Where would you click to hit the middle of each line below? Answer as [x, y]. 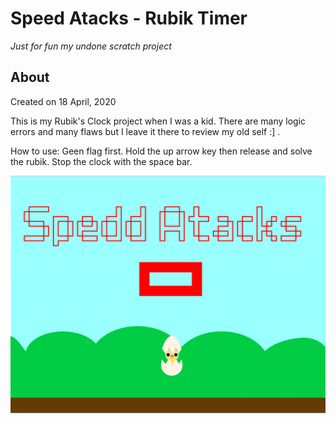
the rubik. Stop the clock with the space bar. [101, 161]
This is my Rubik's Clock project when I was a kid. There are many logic [158, 121]
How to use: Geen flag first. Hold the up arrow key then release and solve [161, 151]
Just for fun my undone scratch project [91, 46]
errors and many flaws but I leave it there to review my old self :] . [145, 131]
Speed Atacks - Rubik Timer [129, 18]
